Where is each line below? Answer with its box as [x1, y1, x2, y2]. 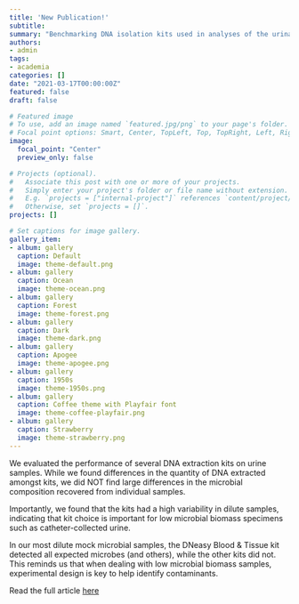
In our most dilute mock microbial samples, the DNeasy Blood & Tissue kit [9, 539, 280, 550]
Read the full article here [9, 584, 100, 596]
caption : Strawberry [17, 425, 93, 434]
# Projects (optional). [9, 169, 98, 178]
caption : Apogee [17, 350, 77, 360]
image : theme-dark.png [17, 334, 101, 343]
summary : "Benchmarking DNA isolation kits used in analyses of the [9, 29, 269, 38]
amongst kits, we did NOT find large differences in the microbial [9, 477, 243, 487]
